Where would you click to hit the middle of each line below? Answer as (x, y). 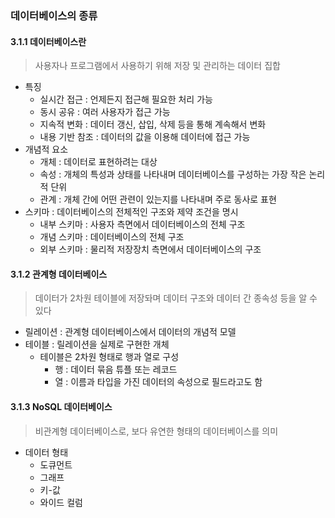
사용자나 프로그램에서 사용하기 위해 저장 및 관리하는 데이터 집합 (157, 66)
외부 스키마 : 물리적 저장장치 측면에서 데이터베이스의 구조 (150, 249)
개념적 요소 (46, 149)
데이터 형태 (46, 452)
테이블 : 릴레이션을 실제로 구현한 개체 (97, 344)
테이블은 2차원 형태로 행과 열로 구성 (109, 357)
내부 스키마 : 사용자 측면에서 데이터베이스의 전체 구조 (142, 224)
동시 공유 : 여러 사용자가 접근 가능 (105, 112)
